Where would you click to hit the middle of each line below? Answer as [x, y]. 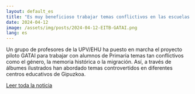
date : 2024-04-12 [27, 22]
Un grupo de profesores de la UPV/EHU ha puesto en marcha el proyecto [94, 49]
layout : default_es [30, 11]
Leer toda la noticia [29, 85]
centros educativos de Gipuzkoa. [46, 74]
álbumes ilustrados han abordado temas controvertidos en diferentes [89, 68]
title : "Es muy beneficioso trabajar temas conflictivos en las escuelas [98, 17]
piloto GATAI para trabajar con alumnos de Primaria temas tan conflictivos [95, 56]
